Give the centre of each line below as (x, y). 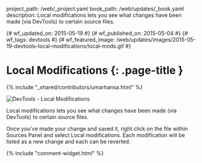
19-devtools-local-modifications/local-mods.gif (65, 46)
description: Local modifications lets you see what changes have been (94, 15)
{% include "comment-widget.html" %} (55, 153)
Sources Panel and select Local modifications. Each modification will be (96, 135)
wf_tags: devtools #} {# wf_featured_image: (60, 40)
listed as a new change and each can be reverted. (69, 141)
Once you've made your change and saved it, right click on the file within (97, 129)
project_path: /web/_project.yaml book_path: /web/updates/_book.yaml (95, 9)
